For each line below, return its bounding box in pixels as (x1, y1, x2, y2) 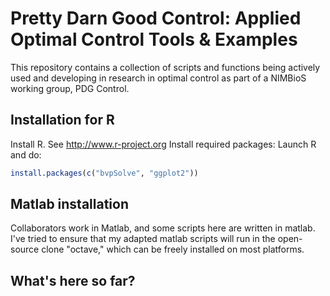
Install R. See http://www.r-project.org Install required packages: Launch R (10, 138, 317, 150)
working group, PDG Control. (10, 82, 130, 94)
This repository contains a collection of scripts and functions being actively (10, 61, 321, 73)
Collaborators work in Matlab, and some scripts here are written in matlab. (10, 222, 316, 234)
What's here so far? (10, 272, 136, 289)
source (10, 243, 40, 256)
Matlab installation (10, 196, 130, 213)
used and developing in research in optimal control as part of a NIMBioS (10, 72, 307, 84)
